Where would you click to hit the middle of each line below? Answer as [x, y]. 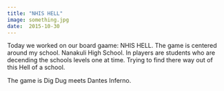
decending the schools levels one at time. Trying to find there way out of [110, 60]
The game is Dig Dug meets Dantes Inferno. [69, 81]
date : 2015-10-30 [33, 26]
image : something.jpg [38, 20]
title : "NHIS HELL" [35, 13]
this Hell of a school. [36, 67]
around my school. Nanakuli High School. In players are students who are [111, 53]
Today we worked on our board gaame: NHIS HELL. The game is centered [112, 46]
